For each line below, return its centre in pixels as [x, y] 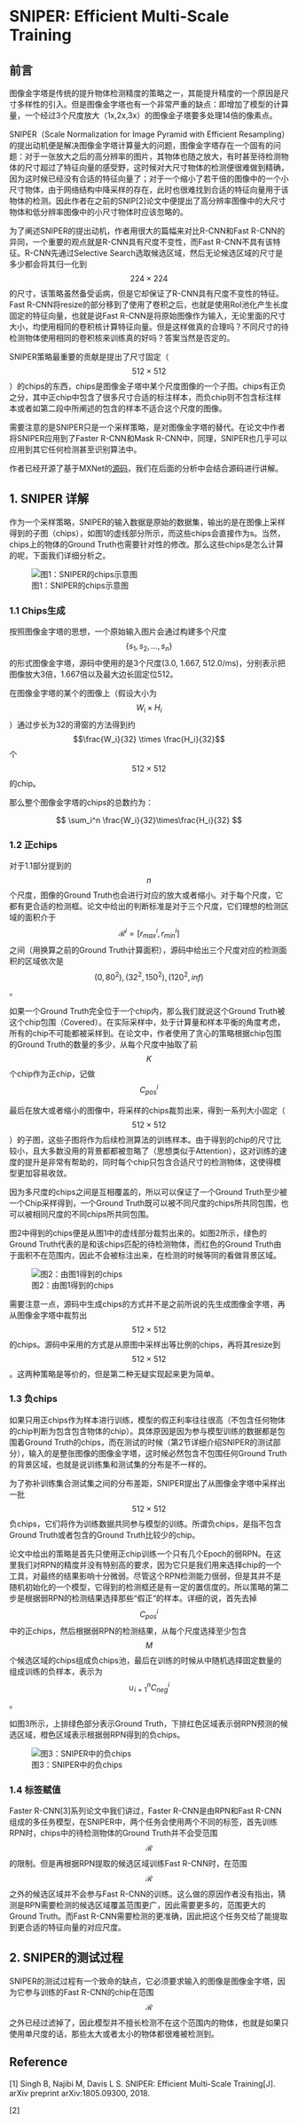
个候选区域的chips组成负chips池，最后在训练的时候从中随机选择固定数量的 [145, 1660]
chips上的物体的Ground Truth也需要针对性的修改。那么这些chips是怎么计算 [146, 544]
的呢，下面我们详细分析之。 [60, 555]
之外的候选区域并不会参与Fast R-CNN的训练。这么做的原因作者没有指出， [144, 1894]
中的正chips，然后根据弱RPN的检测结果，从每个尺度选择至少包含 [128, 1631]
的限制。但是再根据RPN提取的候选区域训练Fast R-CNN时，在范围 [128, 1864]
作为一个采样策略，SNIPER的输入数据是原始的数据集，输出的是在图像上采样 [147, 522]
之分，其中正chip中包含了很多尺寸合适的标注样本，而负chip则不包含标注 [141, 397]
